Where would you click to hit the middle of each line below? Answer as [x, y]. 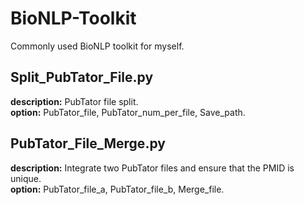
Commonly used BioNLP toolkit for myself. [97, 46]
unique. [26, 178]
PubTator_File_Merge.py [88, 143]
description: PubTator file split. [74, 101]
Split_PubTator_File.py [82, 77]
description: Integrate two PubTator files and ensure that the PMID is [152, 168]
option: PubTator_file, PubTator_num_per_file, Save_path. [128, 112]
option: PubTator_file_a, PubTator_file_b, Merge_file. [117, 189]
